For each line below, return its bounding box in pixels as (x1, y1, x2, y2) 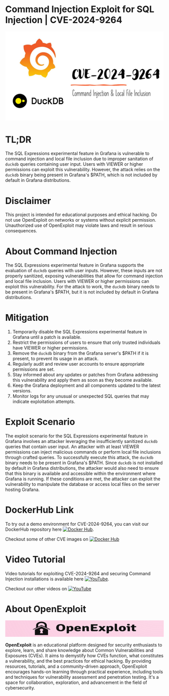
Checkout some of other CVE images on (5, 536, 89, 542)
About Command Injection (5, 245, 117, 257)
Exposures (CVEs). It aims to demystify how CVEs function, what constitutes (5, 653, 163, 659)
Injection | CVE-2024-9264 (5, 14, 122, 26)
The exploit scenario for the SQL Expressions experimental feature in (5, 433, 148, 439)
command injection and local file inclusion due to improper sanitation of (5, 156, 153, 162)
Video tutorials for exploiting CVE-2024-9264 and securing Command (5, 571, 151, 576)
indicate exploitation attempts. (12, 399, 75, 405)
